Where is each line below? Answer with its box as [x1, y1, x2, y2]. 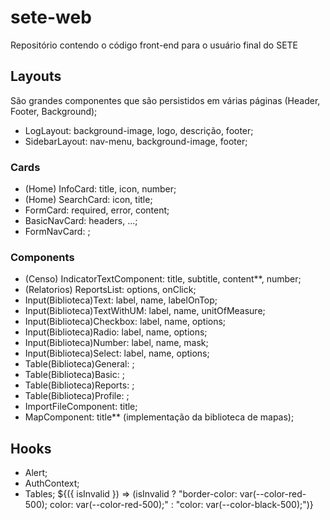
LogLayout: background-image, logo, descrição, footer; [24, 124, 254, 136]
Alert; [24, 467, 48, 479]
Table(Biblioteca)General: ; [24, 358, 135, 370]
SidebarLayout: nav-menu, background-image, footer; [24, 135, 248, 147]
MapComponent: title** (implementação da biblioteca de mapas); [24, 411, 295, 423]
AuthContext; [24, 477, 80, 490]
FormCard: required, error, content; [24, 204, 170, 216]
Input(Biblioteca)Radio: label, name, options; [24, 326, 208, 338]
